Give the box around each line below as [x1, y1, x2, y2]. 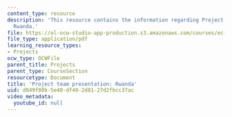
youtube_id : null [13, 100, 64, 107]
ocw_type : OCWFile [7, 55, 60, 62]
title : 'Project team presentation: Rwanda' [7, 81, 137, 87]
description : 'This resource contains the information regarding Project [7, 17, 224, 23]
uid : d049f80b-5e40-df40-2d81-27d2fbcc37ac [7, 87, 135, 94]
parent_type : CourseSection [7, 67, 88, 74]
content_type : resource [7, 10, 76, 17]
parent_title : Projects [7, 61, 76, 68]
